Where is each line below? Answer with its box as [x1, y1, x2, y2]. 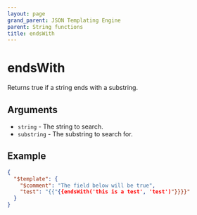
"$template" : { [13, 175, 58, 183]
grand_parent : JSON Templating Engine [7, 17, 121, 24]
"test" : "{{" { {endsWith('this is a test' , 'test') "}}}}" [20, 188, 191, 195]
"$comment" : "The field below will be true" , [20, 182, 156, 189]
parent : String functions [7, 23, 83, 30]
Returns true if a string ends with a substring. [7, 84, 139, 92]
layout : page [7, 10, 46, 18]
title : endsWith [7, 30, 55, 37]
